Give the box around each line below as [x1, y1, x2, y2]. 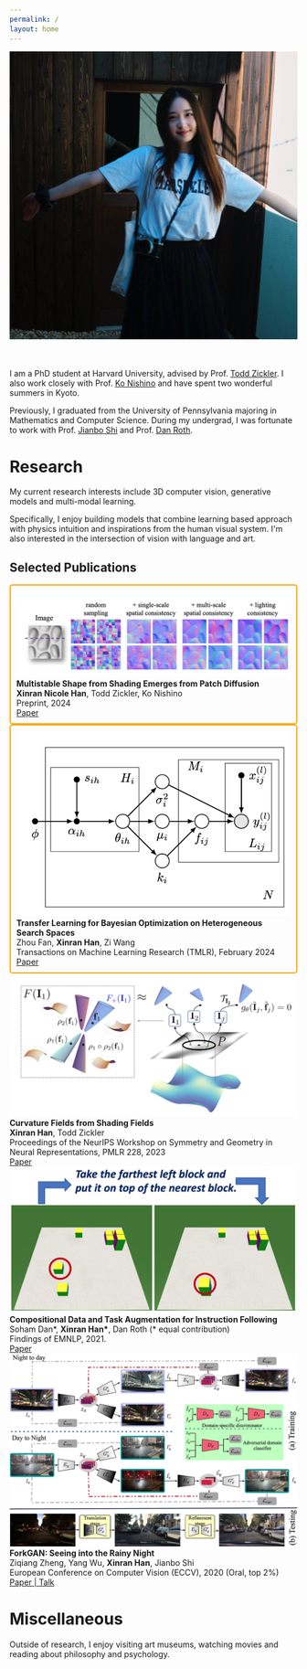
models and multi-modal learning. [9, 496, 137, 507]
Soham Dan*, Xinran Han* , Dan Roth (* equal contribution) [9, 1324, 230, 1334]
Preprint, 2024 [16, 697, 71, 708]
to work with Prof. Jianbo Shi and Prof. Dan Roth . [9, 424, 194, 435]
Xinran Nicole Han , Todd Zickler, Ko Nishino [16, 687, 183, 698]
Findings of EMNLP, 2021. [9, 1334, 107, 1345]
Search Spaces [16, 927, 76, 938]
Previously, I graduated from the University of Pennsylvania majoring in [9, 405, 277, 416]
